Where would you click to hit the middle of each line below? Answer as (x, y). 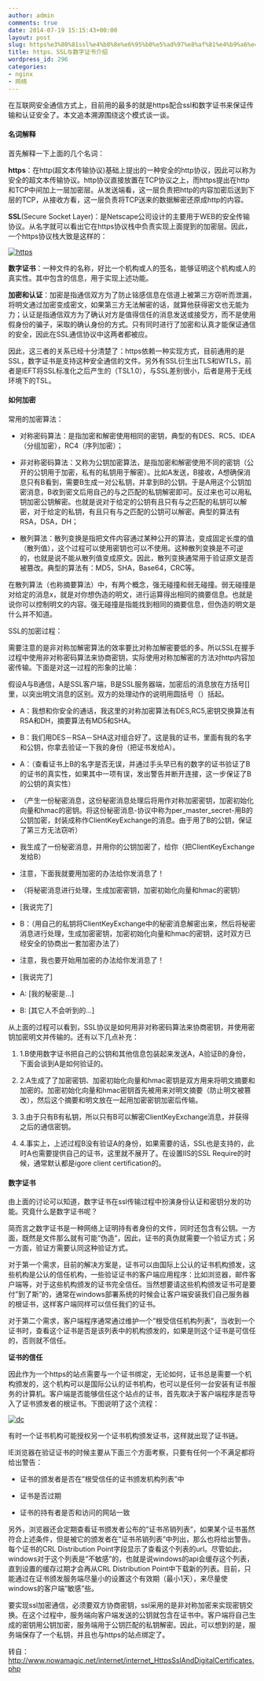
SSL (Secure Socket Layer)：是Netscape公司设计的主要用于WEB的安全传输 (129, 216)
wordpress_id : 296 (38, 60)
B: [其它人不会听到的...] (57, 1010)
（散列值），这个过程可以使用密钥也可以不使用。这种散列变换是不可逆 (131, 548)
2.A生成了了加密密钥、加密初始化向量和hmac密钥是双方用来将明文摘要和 (137, 1080)
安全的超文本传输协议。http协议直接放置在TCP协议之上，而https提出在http (129, 180)
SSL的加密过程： (35, 631)
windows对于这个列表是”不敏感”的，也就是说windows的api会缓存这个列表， (131, 1559)
